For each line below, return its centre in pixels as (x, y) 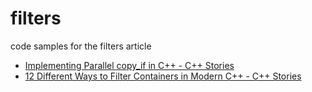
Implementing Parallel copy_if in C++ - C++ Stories (129, 65)
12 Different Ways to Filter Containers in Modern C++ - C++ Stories (163, 76)
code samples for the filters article (81, 46)
